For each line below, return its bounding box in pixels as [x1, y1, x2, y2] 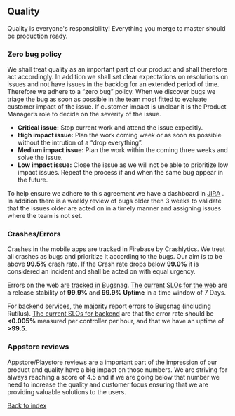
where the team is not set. [7, 212, 83, 220]
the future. [17, 175, 48, 184]
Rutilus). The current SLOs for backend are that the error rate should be [7, 309, 214, 318]
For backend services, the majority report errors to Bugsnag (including [7, 302, 212, 311]
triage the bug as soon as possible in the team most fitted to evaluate [7, 95, 207, 104]
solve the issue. [17, 154, 63, 162]
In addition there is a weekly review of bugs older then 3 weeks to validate [7, 196, 222, 206]
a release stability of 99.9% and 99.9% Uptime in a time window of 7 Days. [7, 288, 227, 297]
